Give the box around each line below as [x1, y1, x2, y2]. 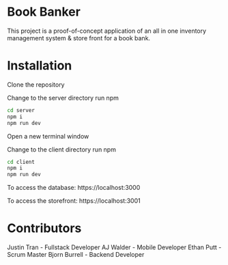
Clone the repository [7, 80, 65, 89]
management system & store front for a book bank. [7, 33, 151, 42]
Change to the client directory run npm [7, 145, 116, 154]
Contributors [7, 221, 82, 236]
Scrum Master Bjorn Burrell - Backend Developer [7, 251, 145, 259]
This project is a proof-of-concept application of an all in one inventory [7, 27, 207, 35]
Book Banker [7, 4, 81, 20]
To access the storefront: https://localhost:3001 [7, 197, 141, 205]
